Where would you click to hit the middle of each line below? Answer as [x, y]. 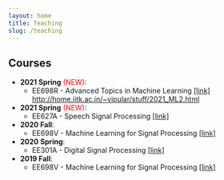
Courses [30, 63]
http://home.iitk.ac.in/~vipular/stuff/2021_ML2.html [116, 99]
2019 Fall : [36, 159]
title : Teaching [35, 23]
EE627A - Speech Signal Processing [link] [100, 116]
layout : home [30, 16]
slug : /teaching [35, 30]
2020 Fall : [37, 125]
